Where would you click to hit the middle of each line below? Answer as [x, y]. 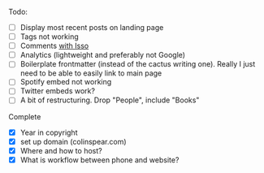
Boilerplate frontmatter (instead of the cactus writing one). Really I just [138, 64]
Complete [25, 116]
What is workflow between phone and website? [100, 160]
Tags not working [49, 37]
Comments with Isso [54, 46]
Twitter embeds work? [58, 91]
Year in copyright [49, 132]
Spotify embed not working [66, 82]
